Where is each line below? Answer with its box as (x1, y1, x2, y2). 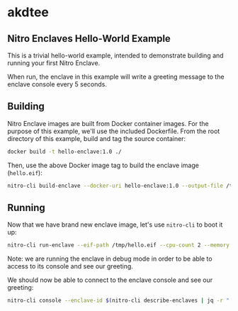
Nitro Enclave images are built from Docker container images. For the (7, 119, 209, 128)
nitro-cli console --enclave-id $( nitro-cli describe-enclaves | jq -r (7, 297, 223, 305)
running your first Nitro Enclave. (7, 59, 101, 67)
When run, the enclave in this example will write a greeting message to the (7, 72, 225, 81)
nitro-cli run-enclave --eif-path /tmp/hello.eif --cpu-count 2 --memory (7, 242, 230, 249)
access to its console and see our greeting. (7, 262, 133, 271)
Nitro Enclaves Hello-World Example (7, 33, 171, 45)
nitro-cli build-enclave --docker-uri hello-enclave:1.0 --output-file (7, 182, 223, 189)
